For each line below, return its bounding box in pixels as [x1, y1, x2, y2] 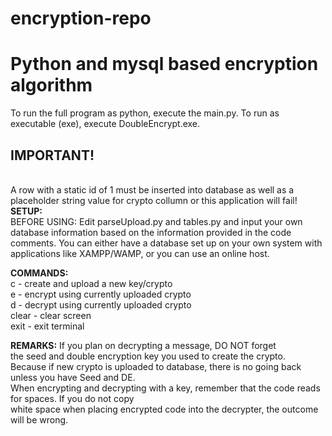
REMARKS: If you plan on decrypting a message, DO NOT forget [10, 339, 277, 351]
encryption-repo [10, 7, 152, 30]
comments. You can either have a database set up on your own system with [10, 237, 323, 249]
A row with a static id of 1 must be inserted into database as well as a [10, 183, 295, 196]
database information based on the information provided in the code [10, 226, 292, 238]
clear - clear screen [10, 309, 92, 321]
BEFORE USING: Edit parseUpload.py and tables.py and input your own [10, 215, 303, 227]
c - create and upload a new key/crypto [10, 277, 173, 289]
